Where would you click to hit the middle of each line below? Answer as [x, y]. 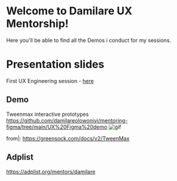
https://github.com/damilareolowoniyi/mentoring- [67, 120]
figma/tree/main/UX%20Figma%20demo [57, 127]
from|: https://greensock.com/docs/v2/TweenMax [68, 138]
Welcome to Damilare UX [69, 11]
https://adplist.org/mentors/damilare [51, 171]
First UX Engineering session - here [50, 81]
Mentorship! [37, 24]
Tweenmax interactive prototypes [48, 114]
